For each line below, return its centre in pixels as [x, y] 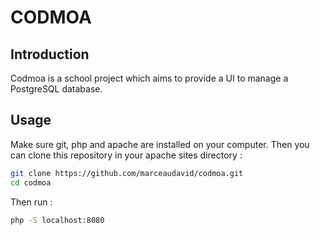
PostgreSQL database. [56, 89]
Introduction [50, 54]
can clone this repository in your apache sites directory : [126, 155]
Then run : [31, 202]
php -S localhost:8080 [57, 220]
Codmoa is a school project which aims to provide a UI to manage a [149, 78]
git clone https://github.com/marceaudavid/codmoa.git [127, 173]
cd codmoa [31, 182]
